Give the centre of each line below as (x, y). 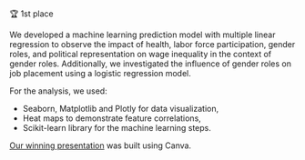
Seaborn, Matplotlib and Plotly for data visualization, (121, 109)
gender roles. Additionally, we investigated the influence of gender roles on (150, 64)
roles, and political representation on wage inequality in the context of (141, 54)
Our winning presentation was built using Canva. (101, 145)
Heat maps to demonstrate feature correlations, (112, 118)
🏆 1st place (31, 14)
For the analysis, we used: (58, 91)
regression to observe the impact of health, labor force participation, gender (152, 44)
